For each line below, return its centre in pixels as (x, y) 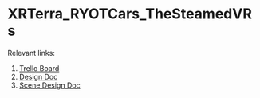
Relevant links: (31, 53)
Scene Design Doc (49, 85)
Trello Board (39, 68)
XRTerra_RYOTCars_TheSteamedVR (130, 14)
